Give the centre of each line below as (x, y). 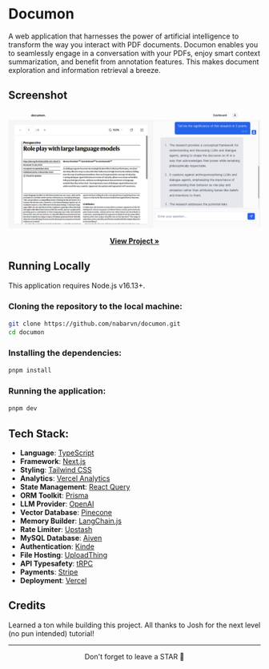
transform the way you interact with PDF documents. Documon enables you (133, 44)
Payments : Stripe (49, 572)
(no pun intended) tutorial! (51, 633)
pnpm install (30, 371)
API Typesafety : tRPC (56, 564)
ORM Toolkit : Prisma (54, 496)
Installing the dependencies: (65, 353)
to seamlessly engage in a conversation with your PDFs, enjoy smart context (134, 53)
